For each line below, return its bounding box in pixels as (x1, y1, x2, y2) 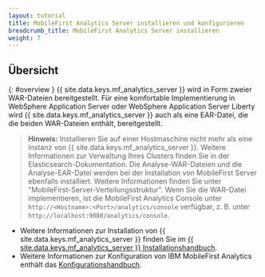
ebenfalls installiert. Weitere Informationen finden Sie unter (27, 176, 222, 186)
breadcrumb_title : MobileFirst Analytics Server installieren (8, 26, 220, 34)
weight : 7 (8, 34, 42, 42)
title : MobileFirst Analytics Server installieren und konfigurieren (8, 19, 245, 27)
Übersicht (8, 63, 59, 77)
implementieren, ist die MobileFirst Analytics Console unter (27, 193, 222, 204)
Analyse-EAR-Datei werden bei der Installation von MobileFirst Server (27, 168, 258, 178)
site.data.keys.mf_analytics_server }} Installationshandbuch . (19, 243, 218, 252)
